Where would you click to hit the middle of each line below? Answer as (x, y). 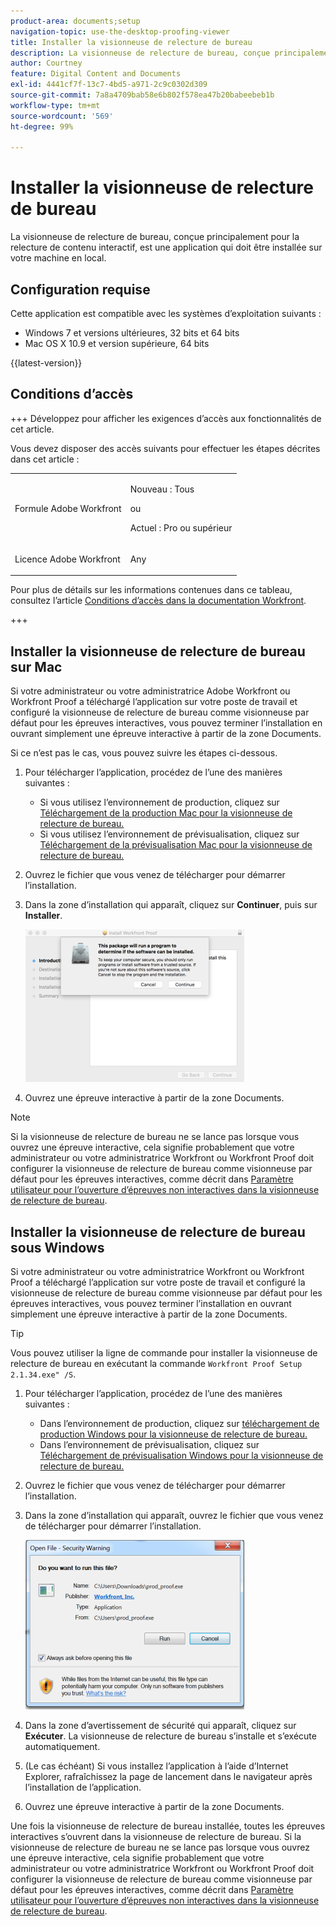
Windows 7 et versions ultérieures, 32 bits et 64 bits (132, 333)
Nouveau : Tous (162, 489)
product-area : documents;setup (75, 21)
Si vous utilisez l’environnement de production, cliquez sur (159, 802)
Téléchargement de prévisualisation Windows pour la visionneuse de (181, 1455)
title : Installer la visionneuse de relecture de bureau (131, 42)
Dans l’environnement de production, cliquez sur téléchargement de (179, 1423)
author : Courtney (46, 63)
